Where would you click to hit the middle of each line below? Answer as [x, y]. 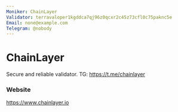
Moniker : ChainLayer [32, 12]
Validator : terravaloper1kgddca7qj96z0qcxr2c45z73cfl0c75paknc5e [89, 17]
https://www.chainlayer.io [38, 102]
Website [19, 90]
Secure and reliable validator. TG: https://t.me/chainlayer [76, 74]
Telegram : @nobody [29, 28]
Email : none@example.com [37, 23]
